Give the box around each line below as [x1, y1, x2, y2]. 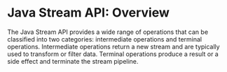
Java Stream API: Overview [7, 5, 170, 21]
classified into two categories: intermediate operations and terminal [7, 35, 202, 43]
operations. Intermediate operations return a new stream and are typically [7, 42, 220, 51]
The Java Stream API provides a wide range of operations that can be [7, 28, 209, 36]
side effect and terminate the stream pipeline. [7, 57, 139, 65]
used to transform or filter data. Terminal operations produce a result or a [7, 50, 219, 58]
